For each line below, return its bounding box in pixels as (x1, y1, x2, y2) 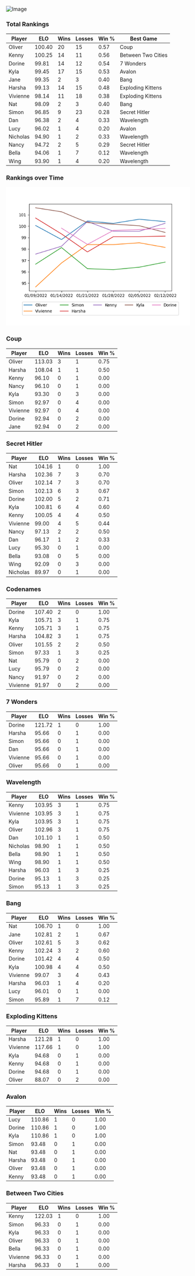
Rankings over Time (6, 173, 64, 181)
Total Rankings (6, 20, 50, 28)
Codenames (6, 585, 41, 593)
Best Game (130, 35, 158, 42)
